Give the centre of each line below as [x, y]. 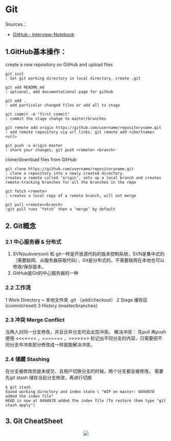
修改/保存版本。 [29, 267]
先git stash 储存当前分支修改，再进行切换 [49, 378]
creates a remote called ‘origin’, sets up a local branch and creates [83, 178]
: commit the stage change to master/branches [56, 119]
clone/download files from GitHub [41, 159]
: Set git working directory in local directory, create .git [73, 78]
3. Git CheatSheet [34, 421]
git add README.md [25, 87]
